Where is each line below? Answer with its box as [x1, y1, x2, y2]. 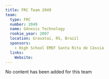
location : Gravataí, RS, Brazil [10, 36, 79, 41]
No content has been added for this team [5, 69, 92, 75]
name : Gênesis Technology [10, 27, 66, 32]
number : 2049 [10, 21, 38, 27]
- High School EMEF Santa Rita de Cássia [14, 45, 104, 50]
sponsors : [10, 41, 31, 46]
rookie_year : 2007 [10, 31, 50, 36]
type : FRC [10, 17, 31, 22]
